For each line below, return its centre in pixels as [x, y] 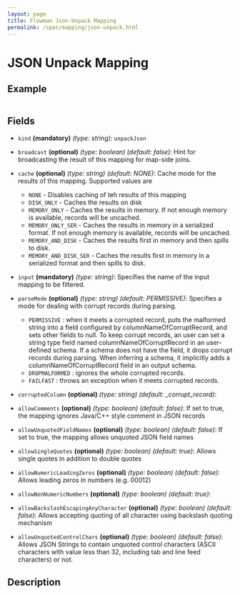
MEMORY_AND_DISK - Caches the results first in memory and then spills [129, 241]
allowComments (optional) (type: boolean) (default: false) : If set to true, [121, 409]
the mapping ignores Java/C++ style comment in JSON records [111, 416]
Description [34, 582]
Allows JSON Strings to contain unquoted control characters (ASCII [117, 544]
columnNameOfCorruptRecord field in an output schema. [112, 366]
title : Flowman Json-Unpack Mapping [62, 21]
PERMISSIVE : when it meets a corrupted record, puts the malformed [127, 320]
